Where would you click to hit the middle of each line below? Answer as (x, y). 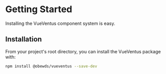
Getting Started (39, 9)
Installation (24, 39)
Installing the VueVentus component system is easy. (60, 23)
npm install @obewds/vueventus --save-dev (51, 66)
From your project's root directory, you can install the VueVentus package (83, 51)
